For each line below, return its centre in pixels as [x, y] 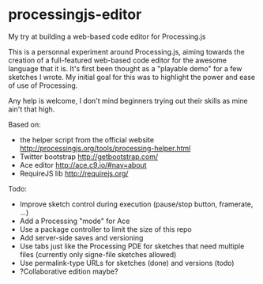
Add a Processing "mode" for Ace [75, 221]
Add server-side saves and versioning [81, 237]
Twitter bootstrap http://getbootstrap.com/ [89, 157]
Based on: [24, 124]
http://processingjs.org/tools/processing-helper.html [105, 148]
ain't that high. [32, 109]
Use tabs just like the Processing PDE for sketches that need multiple [132, 246]
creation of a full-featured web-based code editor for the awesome [118, 60]
